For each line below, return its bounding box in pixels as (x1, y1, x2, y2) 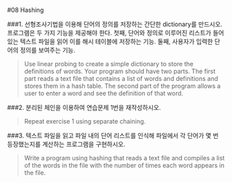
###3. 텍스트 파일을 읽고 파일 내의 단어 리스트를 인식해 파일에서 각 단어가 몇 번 (7, 131, 219, 139)
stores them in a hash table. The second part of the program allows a (23, 82, 221, 90)
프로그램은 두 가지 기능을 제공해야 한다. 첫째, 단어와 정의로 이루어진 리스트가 (7, 29, 212, 37)
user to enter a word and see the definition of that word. (23, 89, 184, 97)
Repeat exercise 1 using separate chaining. (23, 117, 146, 125)
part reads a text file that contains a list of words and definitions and (23, 75, 219, 82)
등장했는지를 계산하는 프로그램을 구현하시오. (7, 140, 126, 148)
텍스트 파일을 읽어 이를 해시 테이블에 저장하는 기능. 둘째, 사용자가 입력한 (19, 37, 213, 46)
